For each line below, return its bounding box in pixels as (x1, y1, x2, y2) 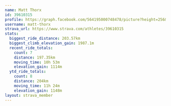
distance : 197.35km (14, 55, 56, 60)
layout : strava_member (5, 93, 53, 98)
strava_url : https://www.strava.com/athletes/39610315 (5, 26, 124, 32)
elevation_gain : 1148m (14, 88, 62, 93)
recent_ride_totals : (9, 45, 53, 50)
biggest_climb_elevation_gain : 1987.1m (9, 41, 94, 46)
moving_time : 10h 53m (14, 60, 60, 65)
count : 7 (14, 50, 33, 55)
